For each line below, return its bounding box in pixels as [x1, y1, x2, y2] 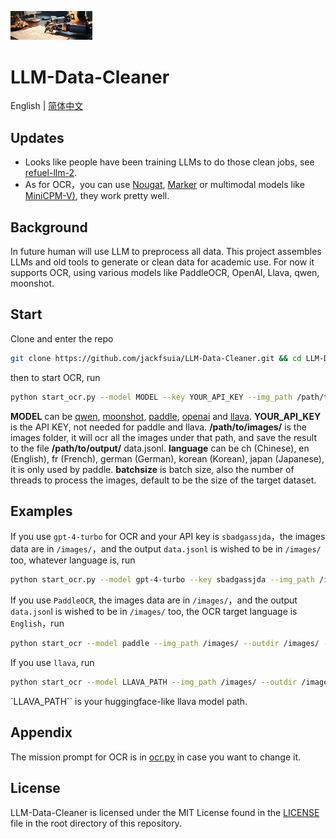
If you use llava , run [10, 657, 95, 669]
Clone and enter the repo [10, 332, 114, 345]
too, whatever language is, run [10, 554, 136, 566]
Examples [10, 502, 73, 520]
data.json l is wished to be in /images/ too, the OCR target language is [10, 606, 298, 618]
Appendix [10, 724, 73, 741]
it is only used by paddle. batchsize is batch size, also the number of [10, 463, 295, 475]
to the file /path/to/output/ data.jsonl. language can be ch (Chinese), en [10, 442, 310, 454]
